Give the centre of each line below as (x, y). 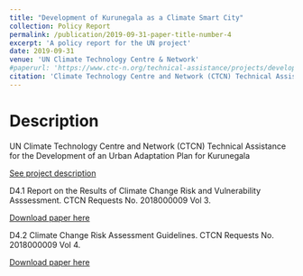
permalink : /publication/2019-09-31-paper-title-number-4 (120, 34)
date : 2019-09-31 (42, 51)
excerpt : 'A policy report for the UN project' (101, 43)
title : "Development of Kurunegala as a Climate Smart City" (127, 18)
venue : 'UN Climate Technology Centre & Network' (105, 60)
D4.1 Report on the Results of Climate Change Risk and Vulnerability (135, 190)
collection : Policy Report (60, 26)
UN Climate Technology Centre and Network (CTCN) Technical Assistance (148, 146)
